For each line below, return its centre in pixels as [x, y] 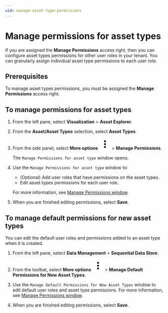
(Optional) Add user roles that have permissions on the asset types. [90, 177]
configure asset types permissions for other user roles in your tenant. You [81, 55]
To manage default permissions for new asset [78, 218]
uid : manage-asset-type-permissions [43, 11]
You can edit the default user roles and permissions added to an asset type [83, 238]
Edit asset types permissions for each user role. [69, 183]
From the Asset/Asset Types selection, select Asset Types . [74, 132]
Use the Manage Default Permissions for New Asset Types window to [84, 285]
